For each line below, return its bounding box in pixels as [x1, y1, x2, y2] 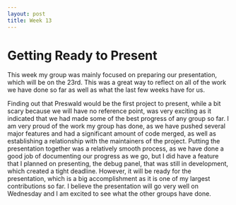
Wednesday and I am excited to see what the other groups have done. [7, 189, 212, 198]
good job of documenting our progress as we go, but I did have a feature [7, 152, 219, 160]
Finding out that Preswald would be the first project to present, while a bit [7, 100, 221, 108]
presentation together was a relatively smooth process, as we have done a [7, 144, 224, 153]
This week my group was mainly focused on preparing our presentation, [7, 71, 218, 79]
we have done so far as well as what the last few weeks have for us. [7, 86, 206, 94]
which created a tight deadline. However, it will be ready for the [7, 167, 192, 175]
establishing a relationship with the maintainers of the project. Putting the [7, 137, 220, 146]
